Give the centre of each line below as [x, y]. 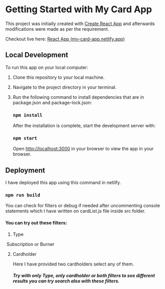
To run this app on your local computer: [47, 67]
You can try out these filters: [36, 223]
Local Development [37, 55]
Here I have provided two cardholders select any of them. [73, 264]
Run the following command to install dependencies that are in [78, 97]
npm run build [23, 195]
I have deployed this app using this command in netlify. [63, 183]
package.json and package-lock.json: [52, 102]
